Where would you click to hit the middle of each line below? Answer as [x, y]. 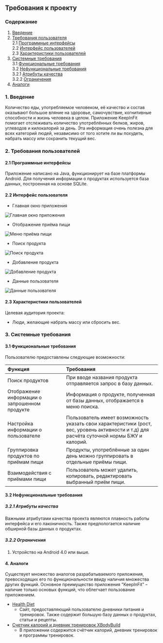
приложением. [20, 595]
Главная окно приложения [40, 206]
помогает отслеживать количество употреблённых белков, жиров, [75, 123]
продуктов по [24, 456]
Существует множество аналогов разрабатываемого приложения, [74, 574]
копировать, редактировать [99, 476]
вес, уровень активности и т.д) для [108, 429]
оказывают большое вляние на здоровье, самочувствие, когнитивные [78, 112]
